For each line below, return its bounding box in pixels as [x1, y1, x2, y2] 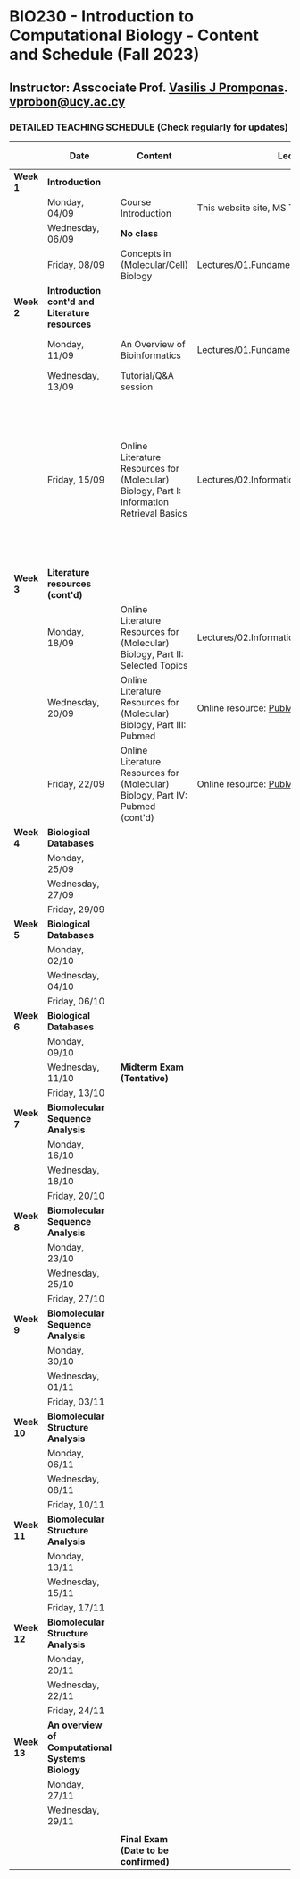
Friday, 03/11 [47, 1395, 105, 1407]
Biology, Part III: [120, 718, 187, 730]
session [120, 380, 154, 393]
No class [120, 226, 159, 239]
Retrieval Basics [120, 507, 187, 519]
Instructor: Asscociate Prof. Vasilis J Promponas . [9, 80, 288, 95]
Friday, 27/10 [47, 1292, 105, 1304]
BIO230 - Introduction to [9, 6, 195, 27]
